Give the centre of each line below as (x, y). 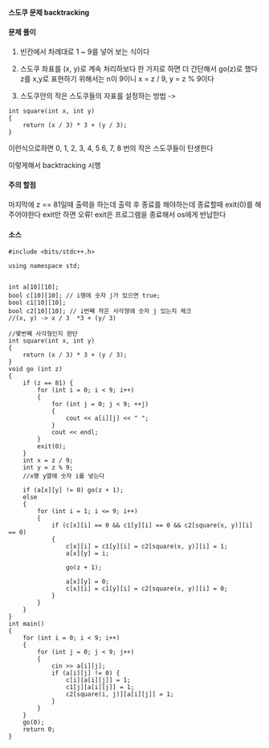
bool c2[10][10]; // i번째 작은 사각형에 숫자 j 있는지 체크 (100, 311)
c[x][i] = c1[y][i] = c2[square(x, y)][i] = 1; (147, 547)
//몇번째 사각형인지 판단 (43, 334)
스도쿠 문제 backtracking (49, 12)
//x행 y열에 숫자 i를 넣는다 (64, 476)
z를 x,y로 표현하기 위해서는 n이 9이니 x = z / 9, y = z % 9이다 (117, 78)
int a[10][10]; (34, 287)
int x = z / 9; (48, 461)
